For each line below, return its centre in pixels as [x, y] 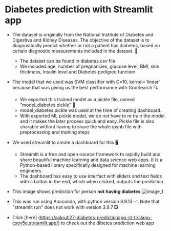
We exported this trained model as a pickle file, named [77, 99]
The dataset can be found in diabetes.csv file [68, 61]
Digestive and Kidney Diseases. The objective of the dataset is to [81, 40]
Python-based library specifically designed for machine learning [88, 165]
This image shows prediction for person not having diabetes [76, 191]
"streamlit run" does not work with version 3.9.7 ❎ [65, 207]
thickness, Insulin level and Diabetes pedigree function [78, 72]
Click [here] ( [26, 217]
